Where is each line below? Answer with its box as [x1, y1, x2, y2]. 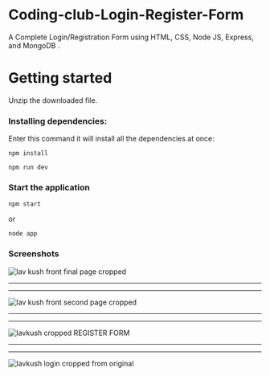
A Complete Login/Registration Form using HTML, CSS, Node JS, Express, [8, 32, 255, 42]
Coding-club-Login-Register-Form [8, 6, 244, 24]
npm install [8, 149, 48, 157]
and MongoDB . [8, 40, 60, 50]
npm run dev [8, 163, 48, 172]
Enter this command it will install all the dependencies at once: [8, 134, 215, 144]
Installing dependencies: [8, 115, 108, 126]
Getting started [8, 69, 112, 88]
